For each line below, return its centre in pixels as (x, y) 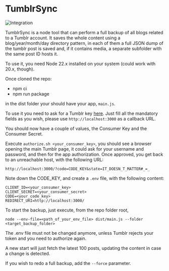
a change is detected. (28, 253)
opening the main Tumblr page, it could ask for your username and (74, 149)
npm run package (31, 94)
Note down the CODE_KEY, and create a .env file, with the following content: (85, 178)
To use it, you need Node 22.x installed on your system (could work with (80, 63)
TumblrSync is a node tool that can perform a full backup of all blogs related (84, 32)
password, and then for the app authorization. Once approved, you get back (84, 154)
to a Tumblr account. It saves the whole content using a (63, 38)
